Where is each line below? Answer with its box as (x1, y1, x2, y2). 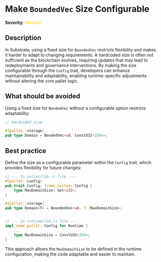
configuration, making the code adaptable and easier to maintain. (5, 251, 136, 257)
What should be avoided (5, 92, 80, 101)
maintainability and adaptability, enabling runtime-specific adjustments (5, 72, 147, 79)
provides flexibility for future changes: (5, 165, 82, 171)
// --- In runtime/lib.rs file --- (5, 219, 77, 224)
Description (5, 34, 41, 42)
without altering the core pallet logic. (5, 78, 79, 84)
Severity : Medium (5, 20, 41, 25)
